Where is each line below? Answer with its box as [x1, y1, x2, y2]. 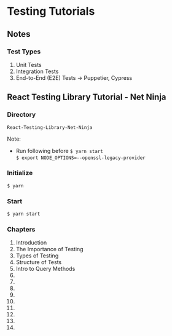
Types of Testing [15, 252, 59, 259]
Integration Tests [15, 68, 59, 75]
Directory [7, 111, 36, 119]
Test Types [7, 47, 41, 56]
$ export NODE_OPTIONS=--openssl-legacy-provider [15, 155, 146, 161]
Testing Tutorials [7, 4, 95, 18]
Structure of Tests [15, 259, 62, 266]
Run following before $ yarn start [15, 147, 103, 154]
